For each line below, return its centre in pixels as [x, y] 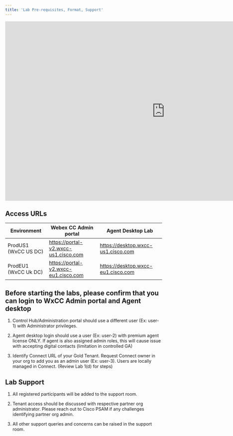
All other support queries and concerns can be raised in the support [82, 424]
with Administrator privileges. [47, 326]
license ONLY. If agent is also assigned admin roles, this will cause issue [86, 341]
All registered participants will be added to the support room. [75, 394]
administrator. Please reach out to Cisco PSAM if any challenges [78, 409]
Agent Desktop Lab [130, 231]
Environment [26, 231]
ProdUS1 [18, 246]
